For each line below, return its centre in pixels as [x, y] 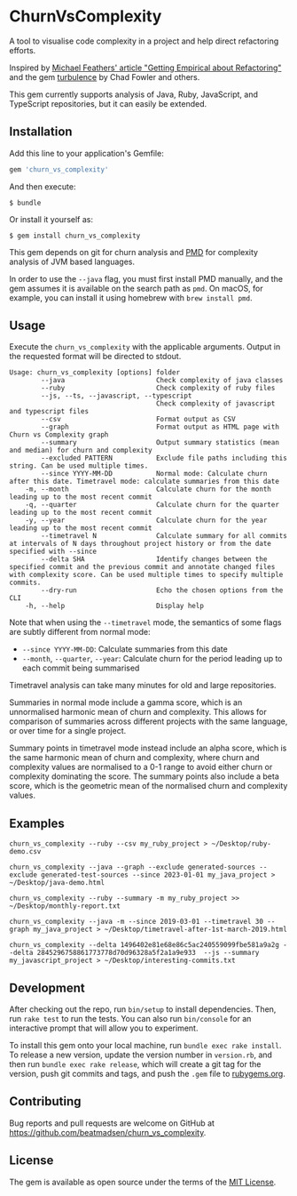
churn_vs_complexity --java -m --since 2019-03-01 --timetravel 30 [137, 922]
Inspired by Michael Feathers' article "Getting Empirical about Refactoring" [145, 68]
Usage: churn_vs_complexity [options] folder [94, 373]
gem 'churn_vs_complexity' [59, 169]
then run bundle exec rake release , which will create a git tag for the [135, 1064]
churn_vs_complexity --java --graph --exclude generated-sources [132, 867]
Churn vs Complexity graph [59, 435]
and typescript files [49, 412]
